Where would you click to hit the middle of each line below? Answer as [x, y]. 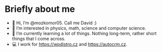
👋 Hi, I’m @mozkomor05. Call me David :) [54, 23]
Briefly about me [40, 9]
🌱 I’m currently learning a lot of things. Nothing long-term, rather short [84, 33]
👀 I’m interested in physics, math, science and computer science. [79, 28]
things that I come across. [39, 39]
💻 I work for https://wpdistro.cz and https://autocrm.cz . [69, 44]
